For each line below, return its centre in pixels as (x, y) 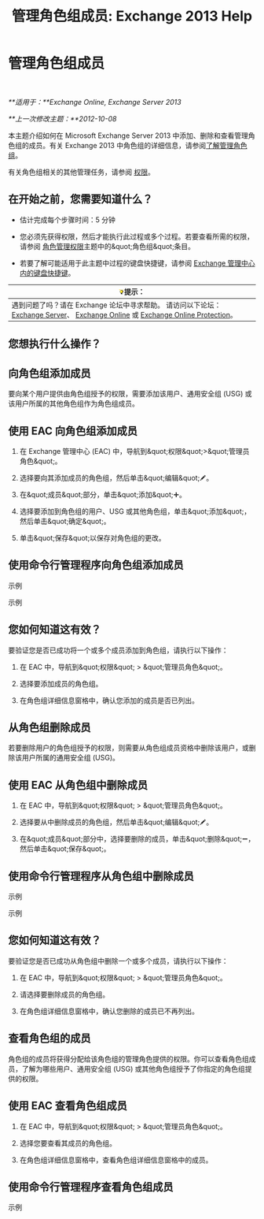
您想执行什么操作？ (55, 344)
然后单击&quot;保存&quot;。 (65, 849)
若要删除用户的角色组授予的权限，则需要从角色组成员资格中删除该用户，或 (128, 748)
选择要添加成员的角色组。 (61, 683)
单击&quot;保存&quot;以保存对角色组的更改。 (92, 538)
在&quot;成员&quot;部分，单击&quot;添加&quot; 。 (103, 495)
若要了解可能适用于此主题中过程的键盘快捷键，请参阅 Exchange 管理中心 (137, 263)
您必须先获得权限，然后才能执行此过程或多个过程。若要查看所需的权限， (136, 236)
